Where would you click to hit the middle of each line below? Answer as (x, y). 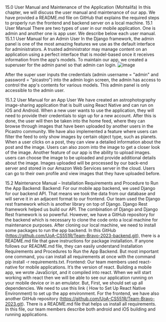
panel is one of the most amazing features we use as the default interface (80, 44)
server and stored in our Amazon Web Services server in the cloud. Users (80, 168)
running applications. (27, 314)
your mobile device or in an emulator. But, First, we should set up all (74, 283)
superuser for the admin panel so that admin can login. (61, 65)
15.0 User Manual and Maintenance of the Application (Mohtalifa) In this (78, 7)
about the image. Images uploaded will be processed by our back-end (77, 163)
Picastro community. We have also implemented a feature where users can (81, 131)
